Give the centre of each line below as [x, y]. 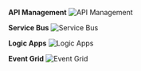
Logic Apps [27, 43]
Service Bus [29, 28]
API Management [37, 12]
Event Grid [26, 59]
